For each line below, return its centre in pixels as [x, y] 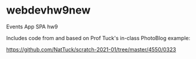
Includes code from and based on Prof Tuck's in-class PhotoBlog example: [98, 38]
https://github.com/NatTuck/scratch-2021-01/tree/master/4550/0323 [91, 49]
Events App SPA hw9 [32, 27]
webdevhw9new [48, 10]
